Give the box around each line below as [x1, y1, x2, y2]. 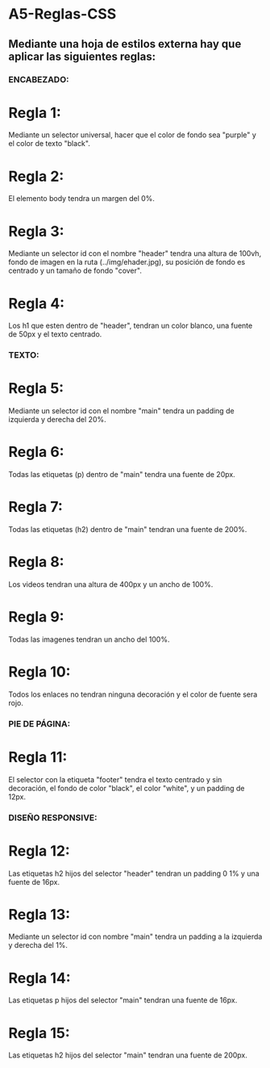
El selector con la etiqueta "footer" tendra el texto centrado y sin [8, 774, 222, 784]
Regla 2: [8, 167, 64, 186]
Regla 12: [8, 841, 70, 860]
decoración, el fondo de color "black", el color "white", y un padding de [8, 783, 245, 793]
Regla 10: [8, 663, 71, 681]
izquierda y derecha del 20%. [8, 415, 106, 425]
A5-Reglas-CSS [8, 5, 117, 23]
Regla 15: [8, 1024, 70, 1042]
